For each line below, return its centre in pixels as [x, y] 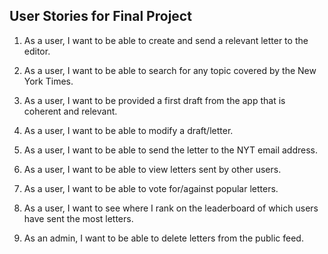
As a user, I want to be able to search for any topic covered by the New [170, 70]
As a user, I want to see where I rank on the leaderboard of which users [171, 208]
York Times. [48, 81]
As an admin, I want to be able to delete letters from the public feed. [163, 238]
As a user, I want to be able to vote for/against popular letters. [151, 188]
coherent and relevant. [70, 111]
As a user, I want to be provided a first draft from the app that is [154, 100]
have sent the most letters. [78, 218]
